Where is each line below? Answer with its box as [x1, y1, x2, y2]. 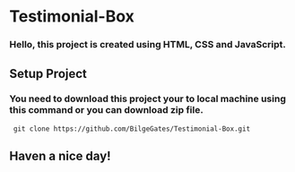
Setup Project [9, 65, 88, 82]
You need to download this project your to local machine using [9, 92, 287, 105]
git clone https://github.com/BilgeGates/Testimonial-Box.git [13, 124, 251, 133]
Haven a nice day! [9, 149, 111, 164]
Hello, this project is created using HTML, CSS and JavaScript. [9, 39, 287, 51]
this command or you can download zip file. [9, 104, 204, 116]
